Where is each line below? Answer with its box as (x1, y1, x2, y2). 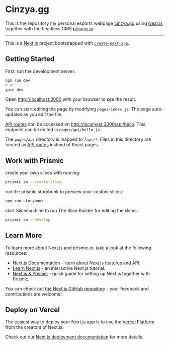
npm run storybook (5, 198, 44, 204)
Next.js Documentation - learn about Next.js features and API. (12, 260, 141, 266)
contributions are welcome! (5, 291, 62, 297)
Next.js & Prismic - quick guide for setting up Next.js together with (12, 270, 150, 276)
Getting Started (5, 54, 55, 64)
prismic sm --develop (5, 217, 51, 222)
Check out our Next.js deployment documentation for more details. (5, 334, 144, 340)
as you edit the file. (23, 111, 63, 118)
